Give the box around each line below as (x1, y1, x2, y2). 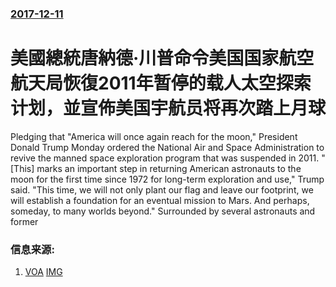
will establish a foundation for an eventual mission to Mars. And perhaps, (10, 194, 310, 206)
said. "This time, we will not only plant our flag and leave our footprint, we (10, 183, 314, 196)
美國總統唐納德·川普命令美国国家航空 (10, 47, 315, 70)
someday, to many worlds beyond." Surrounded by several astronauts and (10, 205, 316, 217)
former (10, 215, 39, 227)
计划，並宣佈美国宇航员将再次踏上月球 (10, 97, 327, 120)
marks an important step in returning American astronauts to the (36, 162, 302, 174)
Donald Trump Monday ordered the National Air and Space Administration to (10, 141, 325, 153)
